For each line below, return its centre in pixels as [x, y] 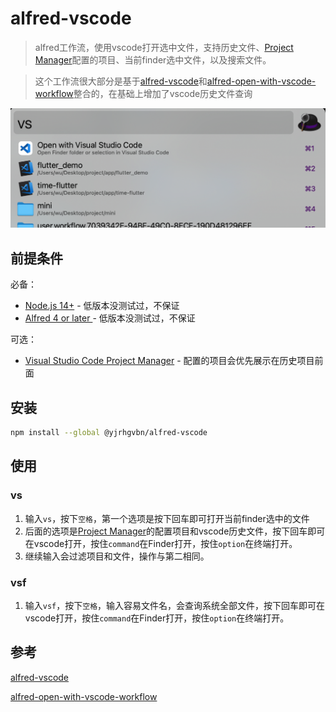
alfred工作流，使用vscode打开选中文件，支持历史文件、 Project [164, 47]
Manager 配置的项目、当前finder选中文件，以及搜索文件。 [153, 59]
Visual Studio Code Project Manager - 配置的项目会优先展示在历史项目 [169, 361]
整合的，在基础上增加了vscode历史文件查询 [163, 93]
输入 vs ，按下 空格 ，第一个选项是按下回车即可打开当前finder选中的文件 [167, 518]
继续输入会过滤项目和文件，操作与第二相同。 [117, 556]
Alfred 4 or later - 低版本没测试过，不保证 [110, 318]
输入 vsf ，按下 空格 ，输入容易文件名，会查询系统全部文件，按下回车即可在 [175, 605]
